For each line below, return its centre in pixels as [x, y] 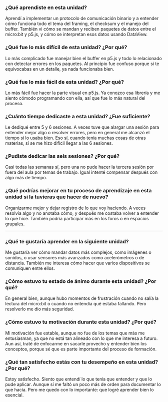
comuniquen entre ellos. [30, 268]
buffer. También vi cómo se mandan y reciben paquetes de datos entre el [80, 29]
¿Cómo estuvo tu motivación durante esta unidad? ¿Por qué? [81, 322]
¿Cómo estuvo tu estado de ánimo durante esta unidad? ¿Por [81, 281]
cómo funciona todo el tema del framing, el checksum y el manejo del [77, 24]
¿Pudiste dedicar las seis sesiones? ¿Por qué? [62, 156]
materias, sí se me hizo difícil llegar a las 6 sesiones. [59, 143]
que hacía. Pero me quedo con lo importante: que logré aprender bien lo [79, 389]
